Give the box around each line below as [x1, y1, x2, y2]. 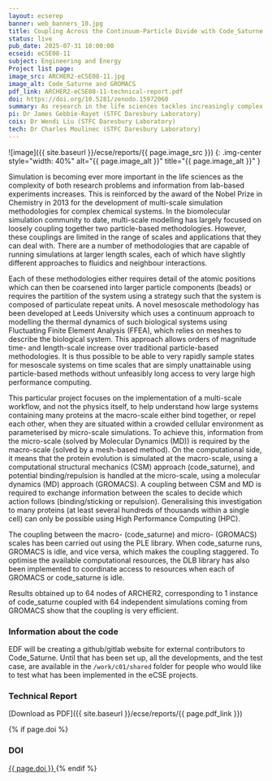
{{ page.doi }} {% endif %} [8, 763, 97, 773]
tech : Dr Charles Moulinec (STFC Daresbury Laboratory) [8, 125, 201, 133]
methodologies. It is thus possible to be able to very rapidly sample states [8, 351, 255, 361]
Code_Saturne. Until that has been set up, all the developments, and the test [8, 653, 263, 662]
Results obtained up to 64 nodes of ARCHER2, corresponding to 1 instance [8, 588, 258, 598]
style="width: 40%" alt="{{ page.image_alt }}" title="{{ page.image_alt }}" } [8, 156, 261, 166]
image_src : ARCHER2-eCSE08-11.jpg [8, 72, 126, 80]
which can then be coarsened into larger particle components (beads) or [8, 282, 252, 292]
